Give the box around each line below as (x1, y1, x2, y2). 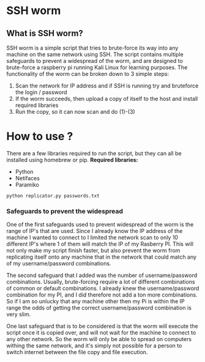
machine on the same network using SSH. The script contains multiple (6, 51, 184, 58)
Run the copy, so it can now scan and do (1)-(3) (15, 108, 136, 115)
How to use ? (6, 130, 73, 144)
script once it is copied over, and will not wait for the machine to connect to (6, 329, 196, 336)
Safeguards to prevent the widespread (6, 207, 124, 215)
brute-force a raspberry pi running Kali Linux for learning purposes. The (6, 64, 188, 71)
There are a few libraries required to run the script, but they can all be (6, 149, 182, 157)
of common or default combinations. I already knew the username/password (6, 285, 199, 292)
